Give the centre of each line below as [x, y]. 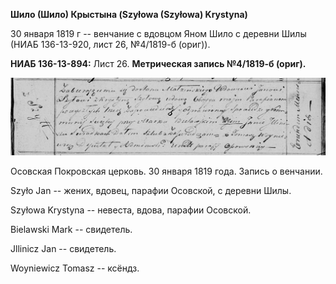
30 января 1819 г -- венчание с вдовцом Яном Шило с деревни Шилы [158, 33]
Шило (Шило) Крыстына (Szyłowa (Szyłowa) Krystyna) [129, 14]
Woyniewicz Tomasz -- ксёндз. [75, 268]
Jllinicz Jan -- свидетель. [63, 248]
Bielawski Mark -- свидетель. [71, 229]
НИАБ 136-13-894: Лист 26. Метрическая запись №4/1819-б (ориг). [158, 63]
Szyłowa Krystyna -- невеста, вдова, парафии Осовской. [131, 210]
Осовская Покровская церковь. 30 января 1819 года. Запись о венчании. [166, 171]
